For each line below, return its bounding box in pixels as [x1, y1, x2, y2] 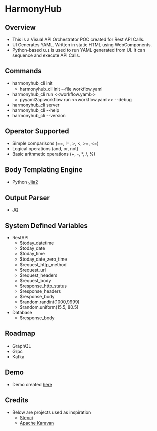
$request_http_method [19, 262, 67, 268]
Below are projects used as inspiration [12, 409, 91, 415]
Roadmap [5, 329, 36, 338]
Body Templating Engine [5, 165, 83, 174]
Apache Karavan [19, 420, 54, 426]
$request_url [19, 267, 46, 273]
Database [12, 310, 32, 316]
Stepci [19, 414, 33, 420]
